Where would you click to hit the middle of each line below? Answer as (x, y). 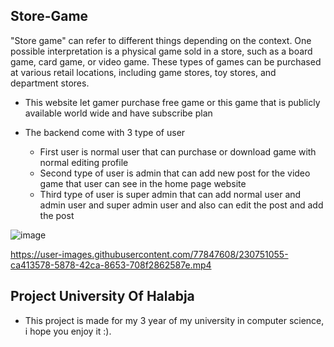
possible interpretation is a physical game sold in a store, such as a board (161, 51)
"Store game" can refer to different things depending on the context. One (161, 40)
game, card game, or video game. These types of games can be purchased (166, 61)
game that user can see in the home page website (143, 183)
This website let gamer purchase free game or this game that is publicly (172, 102)
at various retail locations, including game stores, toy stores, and (143, 72)
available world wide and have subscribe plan (118, 113)
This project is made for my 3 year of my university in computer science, (174, 320)
